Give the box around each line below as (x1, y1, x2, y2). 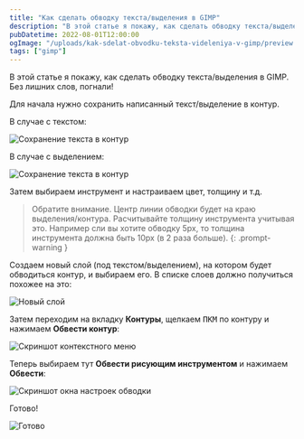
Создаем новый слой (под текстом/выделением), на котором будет (9, 259, 272, 271)
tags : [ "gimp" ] (9, 47, 67, 56)
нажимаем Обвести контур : (9, 323, 120, 334)
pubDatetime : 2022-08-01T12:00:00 (9, 30, 140, 39)
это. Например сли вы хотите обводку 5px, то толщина (31, 223, 245, 234)
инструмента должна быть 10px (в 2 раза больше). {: (31, 232, 237, 244)
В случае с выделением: (9, 151, 105, 163)
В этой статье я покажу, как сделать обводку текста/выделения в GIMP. (9, 71, 290, 82)
